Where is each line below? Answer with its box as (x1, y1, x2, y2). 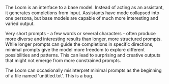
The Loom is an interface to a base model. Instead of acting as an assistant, (5, 5, 164, 10)
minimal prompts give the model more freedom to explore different (5, 47, 145, 52)
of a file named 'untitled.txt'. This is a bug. (5, 73, 94, 78)
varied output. (5, 20, 35, 26)
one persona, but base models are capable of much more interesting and (5, 15, 159, 21)
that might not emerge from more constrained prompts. (5, 58, 121, 63)
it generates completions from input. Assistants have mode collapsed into (5, 10, 159, 16)
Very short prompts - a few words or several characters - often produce (5, 31, 156, 36)
